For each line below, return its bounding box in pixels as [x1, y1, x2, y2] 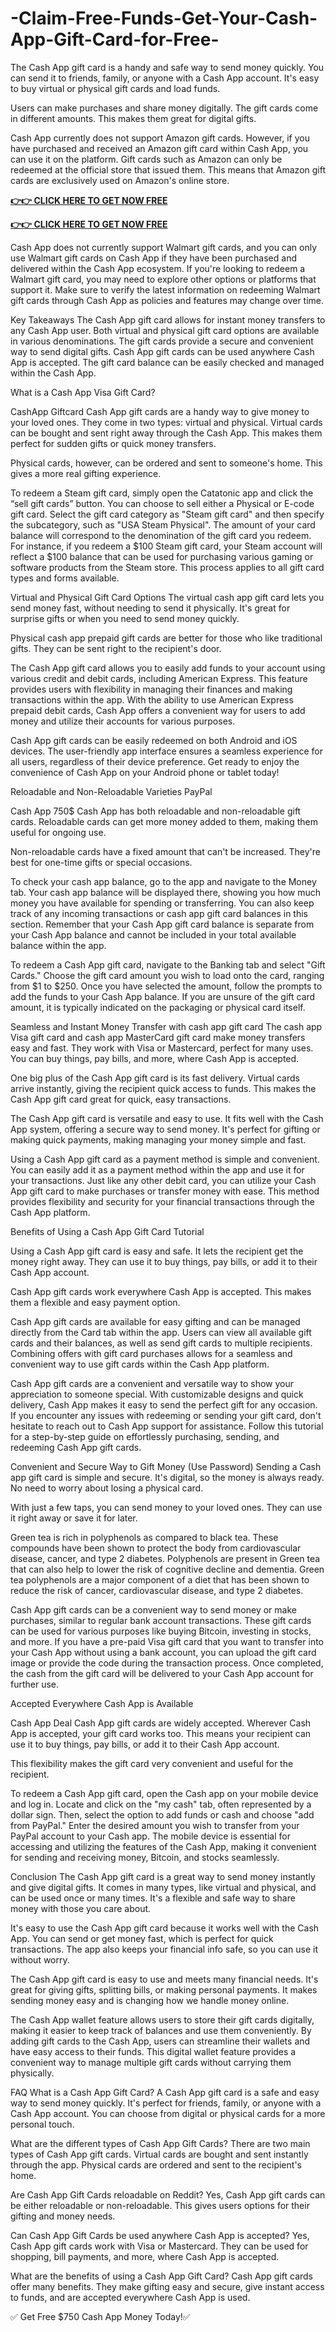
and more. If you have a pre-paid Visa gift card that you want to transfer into [10, 1635, 324, 1647]
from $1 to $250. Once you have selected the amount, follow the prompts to [10, 980, 323, 992]
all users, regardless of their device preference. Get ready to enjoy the [10, 755, 300, 767]
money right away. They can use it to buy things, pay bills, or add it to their [10, 1255, 318, 1267]
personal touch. [10, 2118, 75, 2130]
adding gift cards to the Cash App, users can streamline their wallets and [10, 2035, 311, 2047]
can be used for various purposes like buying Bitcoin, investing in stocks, [10, 1625, 312, 1637]
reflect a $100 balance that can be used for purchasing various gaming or [10, 550, 314, 562]
